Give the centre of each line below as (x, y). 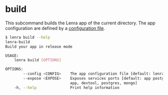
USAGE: (12, 56)
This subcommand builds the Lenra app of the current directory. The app (80, 23)
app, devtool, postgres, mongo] (103, 83)
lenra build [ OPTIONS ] (38, 60)
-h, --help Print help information (67, 88)
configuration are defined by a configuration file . (55, 28)
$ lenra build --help (28, 37)
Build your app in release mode (39, 47)
